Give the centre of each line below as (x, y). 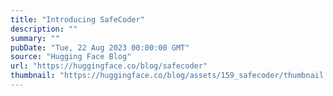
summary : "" (35, 38)
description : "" (44, 29)
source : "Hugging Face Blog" (71, 57)
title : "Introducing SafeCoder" (77, 19)
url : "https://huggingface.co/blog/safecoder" (109, 66)
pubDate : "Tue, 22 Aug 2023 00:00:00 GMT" (100, 47)
